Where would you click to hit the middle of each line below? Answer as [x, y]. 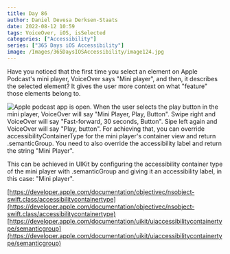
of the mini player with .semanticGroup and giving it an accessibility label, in [114, 171]
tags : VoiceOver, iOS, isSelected [57, 33]
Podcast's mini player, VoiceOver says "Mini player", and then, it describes [113, 78]
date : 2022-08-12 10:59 [41, 26]
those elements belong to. [44, 93]
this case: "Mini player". [41, 178]
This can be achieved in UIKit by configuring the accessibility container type [115, 164]
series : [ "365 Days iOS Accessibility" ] [66, 45]
